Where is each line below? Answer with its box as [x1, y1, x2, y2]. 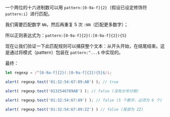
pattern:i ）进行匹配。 [5, 11, 53, 17]
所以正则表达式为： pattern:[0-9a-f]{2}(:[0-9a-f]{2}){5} [5, 32, 127, 38]
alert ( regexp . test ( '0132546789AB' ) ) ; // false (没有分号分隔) [5, 88, 139, 94]
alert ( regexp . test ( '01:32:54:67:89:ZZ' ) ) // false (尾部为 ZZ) [5, 107, 144, 112]
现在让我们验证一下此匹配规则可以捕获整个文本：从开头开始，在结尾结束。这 [5, 43, 165, 49]
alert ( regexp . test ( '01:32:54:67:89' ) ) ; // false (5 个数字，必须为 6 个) [5, 98, 163, 103]
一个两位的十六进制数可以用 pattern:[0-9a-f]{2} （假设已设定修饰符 [5, 5, 147, 10]
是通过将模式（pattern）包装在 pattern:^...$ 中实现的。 [5, 50, 123, 55]
